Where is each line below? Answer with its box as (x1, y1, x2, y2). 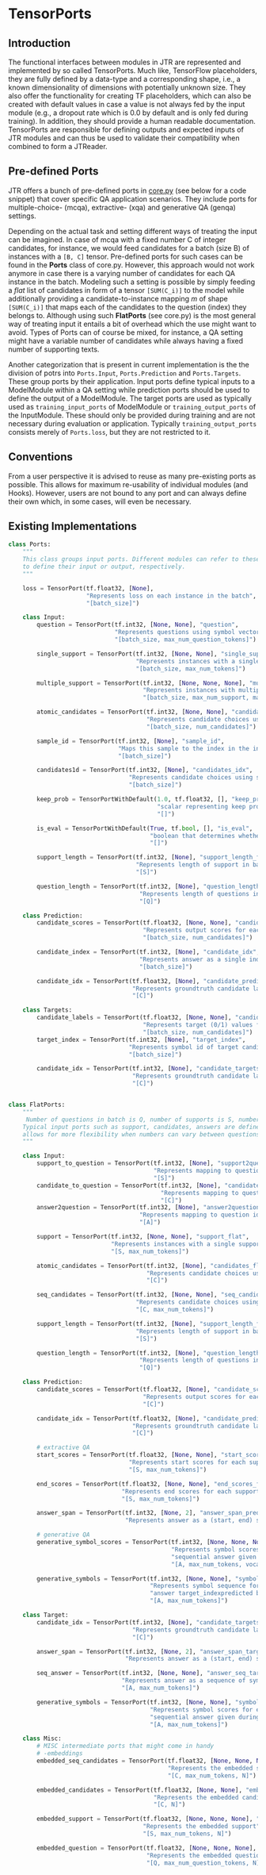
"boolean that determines (150, 832, 236, 840)
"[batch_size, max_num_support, (142, 694, 249, 702)
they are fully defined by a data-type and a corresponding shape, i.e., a (8, 75, 241, 83)
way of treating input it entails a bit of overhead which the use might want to (8, 319, 257, 329)
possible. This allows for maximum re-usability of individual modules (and (8, 479, 249, 489)
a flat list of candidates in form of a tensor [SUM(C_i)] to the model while (8, 285, 245, 294)
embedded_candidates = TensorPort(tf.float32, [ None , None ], (36, 1786, 243, 1794)
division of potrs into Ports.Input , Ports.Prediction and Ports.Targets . (8, 368, 241, 378)
